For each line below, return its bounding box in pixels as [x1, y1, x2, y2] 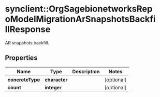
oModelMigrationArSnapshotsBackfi [5, 14, 156, 25]
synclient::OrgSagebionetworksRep [5, 3, 153, 14]
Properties [5, 54, 38, 62]
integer [44, 84, 62, 91]
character [44, 76, 68, 83]
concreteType [7, 76, 40, 83]
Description [72, 68, 100, 75]
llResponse [5, 24, 51, 35]
